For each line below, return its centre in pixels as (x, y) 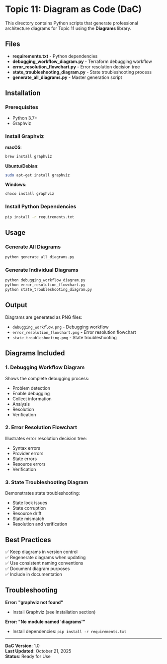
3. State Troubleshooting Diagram (47, 482)
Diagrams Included (35, 353)
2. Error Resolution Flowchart (41, 427)
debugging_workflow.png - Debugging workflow (61, 327)
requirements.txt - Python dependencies (55, 56)
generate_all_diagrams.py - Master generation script (67, 77)
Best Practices (28, 540)
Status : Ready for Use (28, 656)
